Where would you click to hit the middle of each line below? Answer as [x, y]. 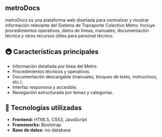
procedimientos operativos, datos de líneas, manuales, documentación [77, 30]
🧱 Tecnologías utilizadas [43, 108]
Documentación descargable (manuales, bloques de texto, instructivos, [85, 76]
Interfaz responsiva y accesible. [45, 87]
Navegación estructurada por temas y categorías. [63, 92]
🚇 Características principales [52, 52]
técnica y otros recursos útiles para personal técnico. [59, 35]
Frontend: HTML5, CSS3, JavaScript [50, 120]
